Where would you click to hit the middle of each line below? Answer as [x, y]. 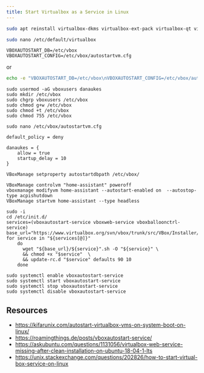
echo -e [16, 78]
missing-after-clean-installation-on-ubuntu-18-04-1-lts [84, 351]
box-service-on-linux [42, 364]
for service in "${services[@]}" [49, 239]
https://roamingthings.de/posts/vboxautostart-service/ [83, 338]
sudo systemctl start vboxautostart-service [63, 281]
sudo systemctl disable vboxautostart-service [66, 292]
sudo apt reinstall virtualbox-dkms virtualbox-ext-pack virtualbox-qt [99, 29]
